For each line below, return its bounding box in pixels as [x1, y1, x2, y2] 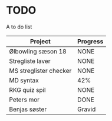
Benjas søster [9, 105, 47, 113]
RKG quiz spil [9, 85, 46, 94]
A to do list [6, 23, 32, 30]
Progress [77, 37, 104, 45]
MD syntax [9, 76, 39, 84]
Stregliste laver [9, 57, 51, 65]
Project [29, 37, 51, 45]
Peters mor [9, 95, 40, 104]
